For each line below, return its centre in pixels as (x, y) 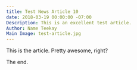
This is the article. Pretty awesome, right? (57, 50)
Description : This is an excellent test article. (69, 23)
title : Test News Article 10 (42, 12)
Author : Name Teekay (32, 28)
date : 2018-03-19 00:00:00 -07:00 (49, 17)
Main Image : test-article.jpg (44, 34)
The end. (17, 62)
